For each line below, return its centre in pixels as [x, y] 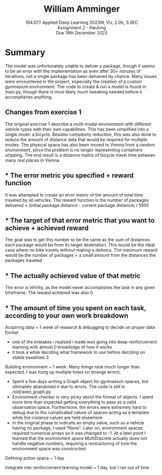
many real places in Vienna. [33, 160]
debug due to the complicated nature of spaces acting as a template [81, 412]
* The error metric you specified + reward [69, 175]
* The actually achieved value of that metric [73, 276]
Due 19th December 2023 [82, 33]
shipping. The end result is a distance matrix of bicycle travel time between [80, 155]
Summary [25, 53]
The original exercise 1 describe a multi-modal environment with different [78, 124]
